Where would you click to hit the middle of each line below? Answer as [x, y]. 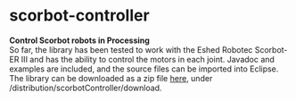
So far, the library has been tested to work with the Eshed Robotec [131, 49]
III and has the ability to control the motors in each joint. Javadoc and [148, 59]
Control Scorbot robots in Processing [79, 40]
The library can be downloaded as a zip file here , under [111, 78]
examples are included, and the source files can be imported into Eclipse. [144, 69]
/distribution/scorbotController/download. [86, 88]
